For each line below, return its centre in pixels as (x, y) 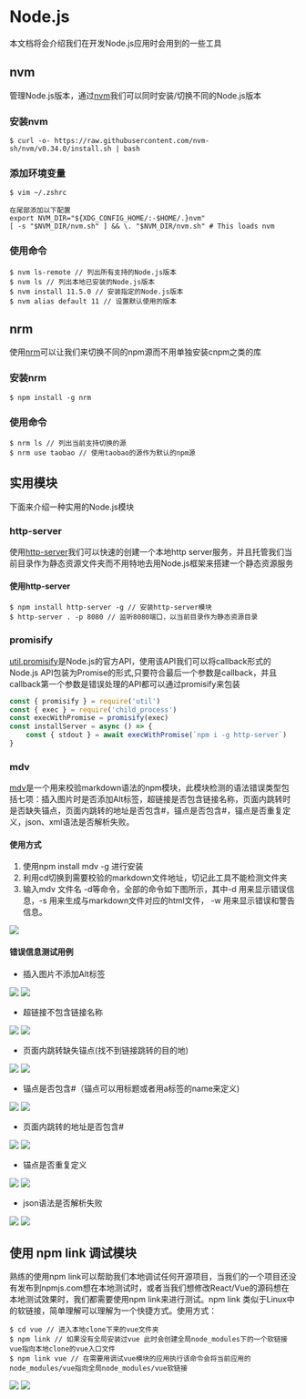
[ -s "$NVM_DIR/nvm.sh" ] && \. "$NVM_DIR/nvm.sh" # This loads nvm (142, 226)
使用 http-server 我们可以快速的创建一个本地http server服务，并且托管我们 (147, 552)
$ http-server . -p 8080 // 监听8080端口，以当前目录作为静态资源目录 (133, 617)
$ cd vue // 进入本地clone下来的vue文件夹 (84, 1330)
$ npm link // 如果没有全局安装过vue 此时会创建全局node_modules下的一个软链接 (149, 1340)
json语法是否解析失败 (62, 1203)
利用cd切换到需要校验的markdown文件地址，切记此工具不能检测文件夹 (155, 878)
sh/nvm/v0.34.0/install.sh (61, 149)
